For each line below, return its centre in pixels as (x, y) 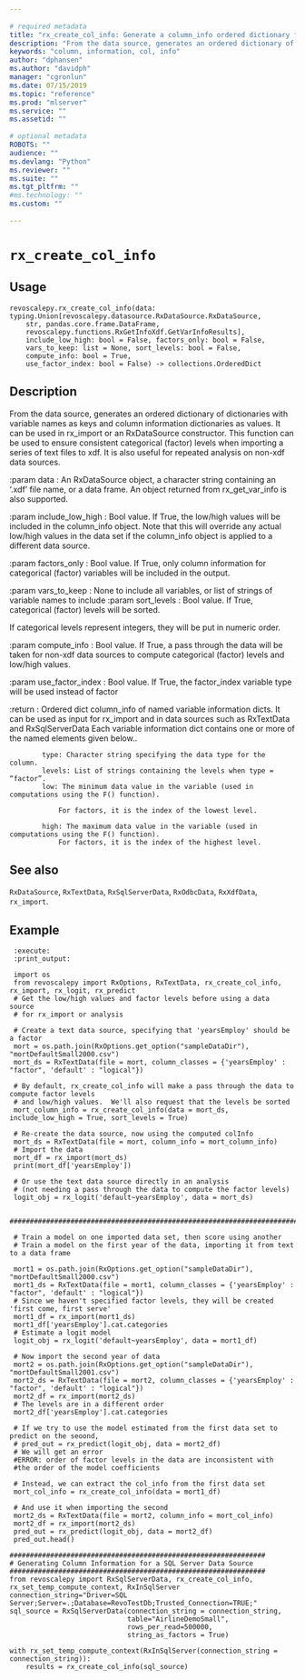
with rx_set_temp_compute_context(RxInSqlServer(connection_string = (144, 1651)
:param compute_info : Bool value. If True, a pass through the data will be (146, 645)
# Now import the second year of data (87, 1357)
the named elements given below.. (74, 738)
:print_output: (42, 959)
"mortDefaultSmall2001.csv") (64, 1373)
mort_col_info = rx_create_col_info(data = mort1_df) (117, 1492)
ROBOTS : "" (30, 145)
